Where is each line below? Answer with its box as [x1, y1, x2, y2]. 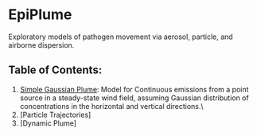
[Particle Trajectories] [19, 110, 92, 119]
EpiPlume [8, 6, 72, 24]
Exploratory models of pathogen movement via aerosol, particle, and [8, 32, 233, 41]
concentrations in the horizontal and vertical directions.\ [19, 101, 204, 111]
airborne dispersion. [8, 40, 75, 49]
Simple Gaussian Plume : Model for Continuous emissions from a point [19, 84, 249, 94]
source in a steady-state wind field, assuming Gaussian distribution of [19, 93, 249, 103]
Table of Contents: [8, 64, 103, 77]
